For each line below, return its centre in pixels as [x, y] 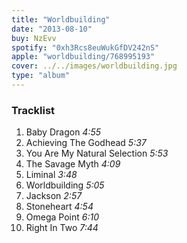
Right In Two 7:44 [62, 228]
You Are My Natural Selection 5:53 [97, 153]
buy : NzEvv [34, 38]
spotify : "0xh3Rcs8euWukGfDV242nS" [85, 47]
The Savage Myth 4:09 [73, 164]
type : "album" [41, 76]
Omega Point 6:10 [62, 217]
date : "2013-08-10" [52, 29]
